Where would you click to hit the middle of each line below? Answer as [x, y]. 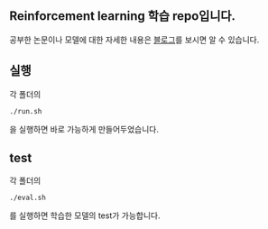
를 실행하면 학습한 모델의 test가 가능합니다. [85, 215]
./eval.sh [28, 198]
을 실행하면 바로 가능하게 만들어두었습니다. [84, 129]
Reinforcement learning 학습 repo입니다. [123, 16]
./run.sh [26, 111]
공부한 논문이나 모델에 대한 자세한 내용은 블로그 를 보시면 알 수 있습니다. [134, 40]
